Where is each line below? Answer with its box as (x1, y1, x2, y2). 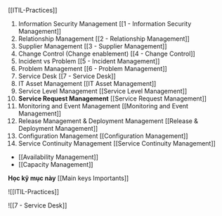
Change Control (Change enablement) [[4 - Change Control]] (18, 49, 195, 58)
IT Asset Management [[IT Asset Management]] (18, 80, 157, 87)
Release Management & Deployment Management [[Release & (18, 117, 199, 125)
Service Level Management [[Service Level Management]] (18, 87, 188, 95)
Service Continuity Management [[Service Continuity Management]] (18, 139, 216, 147)
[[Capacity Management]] (18, 160, 93, 168)
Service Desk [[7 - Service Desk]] (18, 72, 117, 80)
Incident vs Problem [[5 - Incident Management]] (18, 57, 160, 65)
